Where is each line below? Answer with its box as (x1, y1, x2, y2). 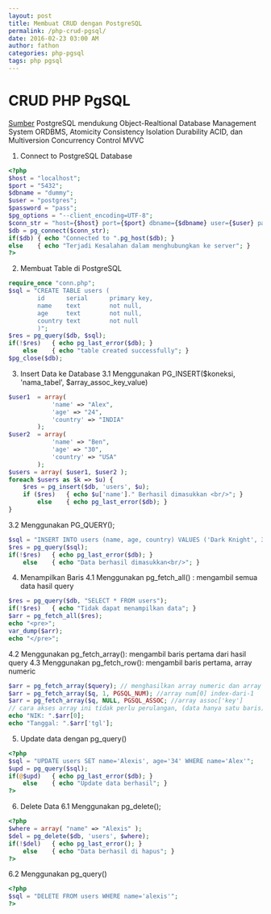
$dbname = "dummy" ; (8, 189, 74, 198)
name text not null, (37, 302, 143, 310)
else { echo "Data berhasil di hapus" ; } (23, 847, 175, 855)
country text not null (37, 316, 139, 325)
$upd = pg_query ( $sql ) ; (8, 764, 89, 773)
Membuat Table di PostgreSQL (19, 264, 123, 273)
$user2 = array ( (8, 431, 67, 439)
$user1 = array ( (8, 393, 67, 401)
